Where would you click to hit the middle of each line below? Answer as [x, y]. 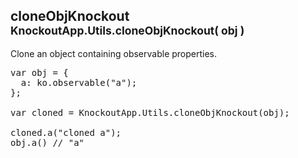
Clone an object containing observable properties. [114, 53]
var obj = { [39, 72]
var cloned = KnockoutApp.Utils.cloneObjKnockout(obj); [150, 112]
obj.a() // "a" [47, 142]
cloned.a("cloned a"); [66, 132]
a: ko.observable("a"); [79, 82]
